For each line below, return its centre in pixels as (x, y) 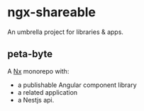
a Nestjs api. (36, 100)
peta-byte (30, 54)
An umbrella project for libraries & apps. (66, 32)
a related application (48, 92)
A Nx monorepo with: (38, 71)
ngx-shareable (52, 12)
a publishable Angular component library (77, 85)
